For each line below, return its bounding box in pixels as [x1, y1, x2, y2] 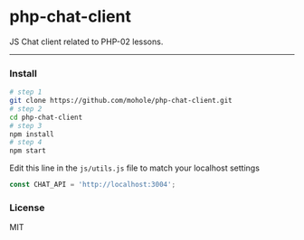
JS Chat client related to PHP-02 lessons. [9, 36, 164, 47]
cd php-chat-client [9, 113, 83, 122]
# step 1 [9, 88, 43, 97]
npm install [9, 129, 54, 139]
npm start [9, 146, 47, 155]
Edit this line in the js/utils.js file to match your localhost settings [9, 162, 261, 173]
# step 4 [9, 138, 43, 147]
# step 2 [9, 104, 43, 114]
